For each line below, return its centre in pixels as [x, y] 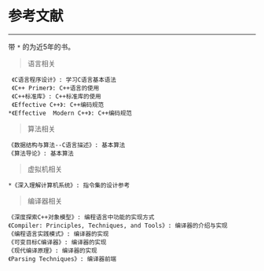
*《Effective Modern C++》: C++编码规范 [70, 113]
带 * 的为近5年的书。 [42, 46]
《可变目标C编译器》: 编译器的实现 [57, 242]
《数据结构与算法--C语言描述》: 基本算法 [67, 145]
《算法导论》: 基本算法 [41, 153]
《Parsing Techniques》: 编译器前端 [62, 259]
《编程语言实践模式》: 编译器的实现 [59, 234]
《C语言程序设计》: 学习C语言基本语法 [64, 79]
